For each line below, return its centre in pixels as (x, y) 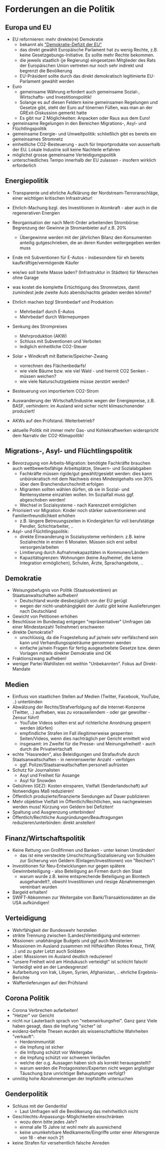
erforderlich (24, 165)
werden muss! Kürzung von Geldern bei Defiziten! (63, 807)
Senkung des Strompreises (40, 326)
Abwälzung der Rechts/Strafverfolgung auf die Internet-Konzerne (79, 707)
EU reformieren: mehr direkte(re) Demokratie (58, 39)
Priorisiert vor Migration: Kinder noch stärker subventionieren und (79, 510)
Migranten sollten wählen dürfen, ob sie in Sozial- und (74, 489)
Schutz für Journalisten (36, 770)
